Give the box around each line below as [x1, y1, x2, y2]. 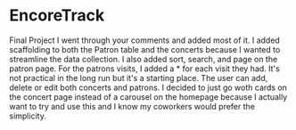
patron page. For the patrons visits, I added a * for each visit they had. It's [9, 63, 281, 74]
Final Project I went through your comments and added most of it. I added [9, 35, 281, 45]
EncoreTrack [9, 5, 105, 26]
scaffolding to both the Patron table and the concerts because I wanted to [9, 44, 281, 54]
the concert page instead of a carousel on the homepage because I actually [9, 91, 288, 102]
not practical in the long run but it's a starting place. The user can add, [9, 72, 268, 83]
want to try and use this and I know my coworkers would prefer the [9, 101, 256, 111]
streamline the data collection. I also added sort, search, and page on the [9, 53, 278, 64]
